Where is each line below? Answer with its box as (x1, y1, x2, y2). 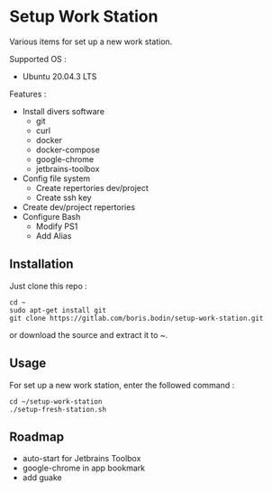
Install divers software (22, 105, 105, 116)
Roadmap (9, 429, 65, 444)
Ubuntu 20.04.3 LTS (22, 70, 97, 82)
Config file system (22, 173, 91, 184)
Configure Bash (22, 211, 81, 222)
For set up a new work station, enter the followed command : (9, 379, 235, 390)
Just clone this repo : (9, 280, 88, 291)
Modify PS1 (35, 221, 78, 232)
